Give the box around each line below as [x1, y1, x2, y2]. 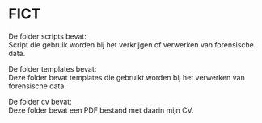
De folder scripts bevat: [8, 31, 87, 41]
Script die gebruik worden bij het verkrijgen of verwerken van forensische [8, 39, 255, 49]
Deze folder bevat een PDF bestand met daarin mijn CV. [8, 105, 194, 115]
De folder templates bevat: [8, 64, 97, 73]
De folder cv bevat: [8, 96, 72, 106]
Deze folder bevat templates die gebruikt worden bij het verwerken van [8, 72, 245, 82]
